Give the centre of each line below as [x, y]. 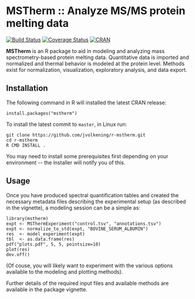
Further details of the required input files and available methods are [88, 283]
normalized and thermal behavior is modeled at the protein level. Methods [95, 64]
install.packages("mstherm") [42, 113]
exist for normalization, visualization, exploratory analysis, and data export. [97, 69]
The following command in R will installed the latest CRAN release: [86, 102]
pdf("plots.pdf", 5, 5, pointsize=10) [53, 244]
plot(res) [18, 249]
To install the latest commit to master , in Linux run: [67, 124]
